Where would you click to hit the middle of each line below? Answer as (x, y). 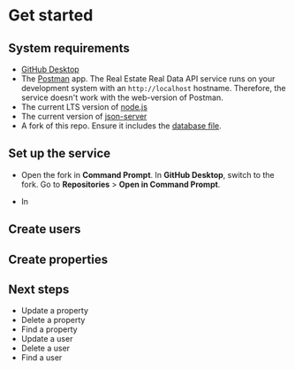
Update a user (47, 339)
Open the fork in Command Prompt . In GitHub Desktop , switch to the (147, 174)
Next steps (39, 289)
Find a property (49, 329)
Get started (51, 15)
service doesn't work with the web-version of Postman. (122, 97)
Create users (45, 230)
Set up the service (60, 154)
